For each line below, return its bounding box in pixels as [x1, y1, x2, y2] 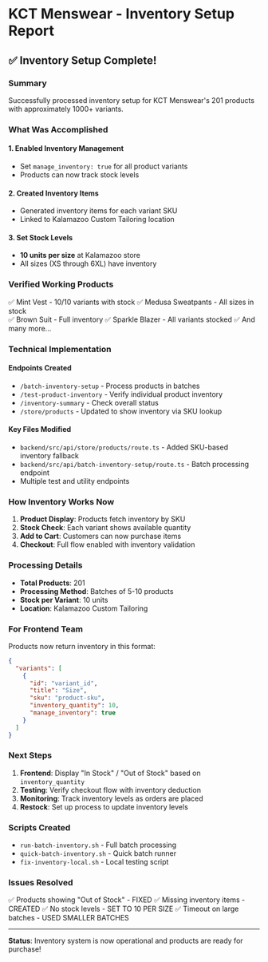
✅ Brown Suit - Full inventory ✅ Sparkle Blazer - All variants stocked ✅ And [8, 315, 255, 324]
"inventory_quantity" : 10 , [29, 702, 120, 710]
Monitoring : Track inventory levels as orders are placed [19, 794, 203, 803]
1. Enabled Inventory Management [8, 144, 124, 153]
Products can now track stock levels [19, 170, 140, 180]
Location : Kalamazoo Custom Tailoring [19, 604, 148, 613]
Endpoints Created [8, 363, 72, 373]
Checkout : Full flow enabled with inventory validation [19, 540, 195, 549]
